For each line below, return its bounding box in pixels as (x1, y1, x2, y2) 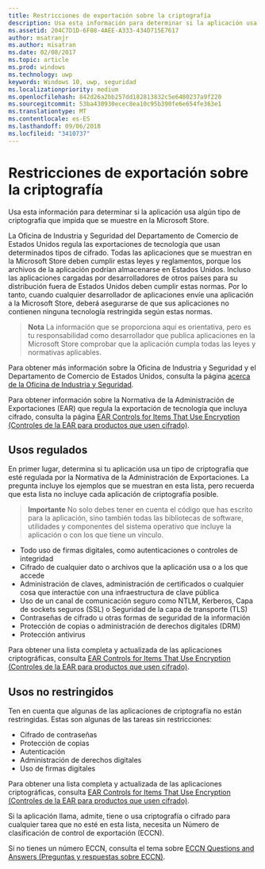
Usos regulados (8, 443, 88, 456)
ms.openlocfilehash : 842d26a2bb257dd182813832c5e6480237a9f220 (8, 93, 222, 101)
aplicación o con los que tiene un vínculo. (27, 530, 164, 540)
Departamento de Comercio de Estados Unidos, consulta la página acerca (8, 371, 251, 381)
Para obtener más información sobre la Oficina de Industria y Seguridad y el (8, 363, 256, 372)
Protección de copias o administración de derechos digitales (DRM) (19, 621, 241, 631)
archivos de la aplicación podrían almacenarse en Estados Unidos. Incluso (8, 264, 252, 274)
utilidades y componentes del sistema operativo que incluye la (27, 521, 232, 532)
